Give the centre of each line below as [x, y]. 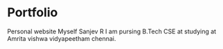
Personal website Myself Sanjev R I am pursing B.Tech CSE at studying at [112, 31]
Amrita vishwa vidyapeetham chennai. [62, 38]
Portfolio [33, 13]
